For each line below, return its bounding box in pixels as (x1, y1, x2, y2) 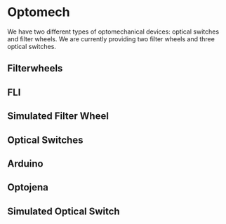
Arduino (7, 157, 44, 169)
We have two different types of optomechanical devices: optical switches (7, 27, 220, 36)
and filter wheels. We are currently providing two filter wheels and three (7, 34, 215, 43)
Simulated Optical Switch (7, 205, 121, 217)
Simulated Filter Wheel (7, 110, 109, 122)
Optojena (7, 181, 49, 193)
